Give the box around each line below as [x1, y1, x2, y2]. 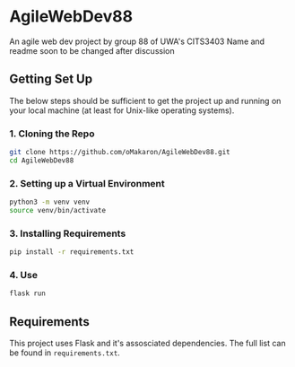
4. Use [9, 268, 39, 281]
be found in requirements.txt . [9, 347, 121, 358]
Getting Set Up [9, 72, 92, 87]
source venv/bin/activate [9, 205, 106, 214]
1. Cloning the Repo [9, 127, 95, 140]
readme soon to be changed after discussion [9, 45, 175, 56]
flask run [9, 289, 47, 298]
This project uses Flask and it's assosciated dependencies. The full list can [9, 338, 286, 348]
